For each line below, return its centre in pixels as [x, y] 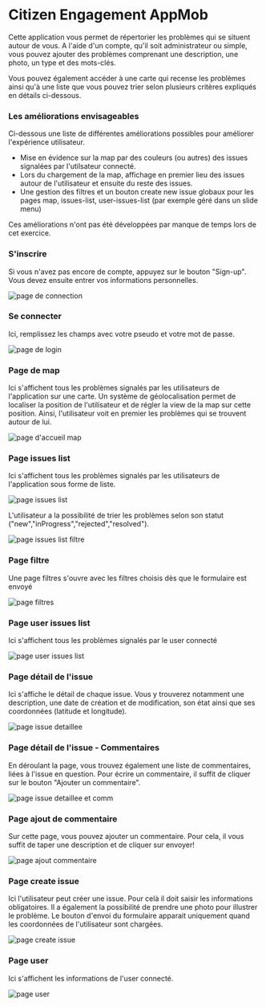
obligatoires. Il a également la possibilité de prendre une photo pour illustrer [133, 907]
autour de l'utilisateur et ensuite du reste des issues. [106, 183]
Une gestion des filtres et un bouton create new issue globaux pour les [137, 192]
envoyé [20, 586]
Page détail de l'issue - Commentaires [84, 747]
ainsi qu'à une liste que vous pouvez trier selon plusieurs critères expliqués [132, 87]
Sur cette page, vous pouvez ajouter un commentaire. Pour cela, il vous [126, 836]
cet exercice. [30, 233]
